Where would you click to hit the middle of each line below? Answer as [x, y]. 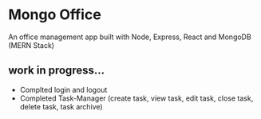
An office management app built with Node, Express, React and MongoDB [130, 37]
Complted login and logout [63, 89]
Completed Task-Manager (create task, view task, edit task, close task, [136, 98]
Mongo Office [55, 15]
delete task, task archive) [61, 106]
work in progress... [57, 71]
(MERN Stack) [31, 45]
